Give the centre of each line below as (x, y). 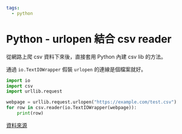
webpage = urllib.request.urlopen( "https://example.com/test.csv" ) (92, 102)
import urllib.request (34, 91)
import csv (20, 86)
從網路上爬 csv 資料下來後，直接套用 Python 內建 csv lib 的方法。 (86, 56)
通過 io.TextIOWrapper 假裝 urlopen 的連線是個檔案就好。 (76, 69)
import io (18, 80)
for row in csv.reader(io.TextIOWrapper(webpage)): (71, 108)
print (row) (30, 113)
